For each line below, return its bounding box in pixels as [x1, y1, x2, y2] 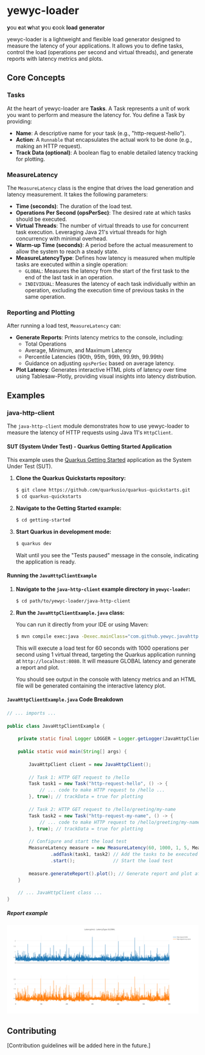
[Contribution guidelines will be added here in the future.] [7, 1042, 151, 1050]
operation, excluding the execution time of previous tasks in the [24, 287, 184, 294]
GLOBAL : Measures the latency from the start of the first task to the [24, 267, 190, 274]
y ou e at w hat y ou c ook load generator [7, 24, 105, 31]
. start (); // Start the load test [50, 857, 173, 864]
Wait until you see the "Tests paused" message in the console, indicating [15, 551, 199, 559]
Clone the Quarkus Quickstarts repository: [15, 475, 127, 482]
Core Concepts [7, 72, 66, 83]
